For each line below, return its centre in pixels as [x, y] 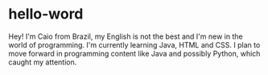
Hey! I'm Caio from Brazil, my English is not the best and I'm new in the [126, 36]
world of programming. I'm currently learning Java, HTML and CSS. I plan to [134, 44]
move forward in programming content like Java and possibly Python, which [134, 53]
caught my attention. [43, 62]
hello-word [46, 14]
